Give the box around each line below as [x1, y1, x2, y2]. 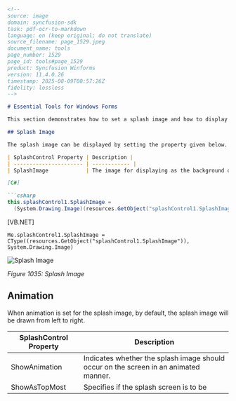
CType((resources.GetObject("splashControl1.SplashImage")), [7, 238, 190, 245]
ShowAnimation [11, 362, 63, 372]
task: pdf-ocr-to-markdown [7, 25, 86, 32]
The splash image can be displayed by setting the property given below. [7, 141, 228, 148]
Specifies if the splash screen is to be [83, 382, 207, 392]
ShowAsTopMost [11, 382, 67, 392]
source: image [7, 12, 49, 20]
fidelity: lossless [7, 84, 65, 91]
